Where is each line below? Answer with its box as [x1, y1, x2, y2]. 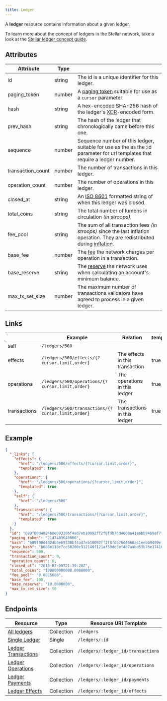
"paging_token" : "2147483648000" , [9, 535, 81, 540]
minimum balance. [77, 275, 120, 282]
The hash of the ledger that [77, 117, 141, 124]
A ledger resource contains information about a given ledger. [5, 21, 130, 27]
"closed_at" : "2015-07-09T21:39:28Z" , [9, 563, 90, 568]
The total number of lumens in [77, 207, 148, 214]
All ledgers [7, 628, 33, 635]
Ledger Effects [7, 688, 42, 695]
